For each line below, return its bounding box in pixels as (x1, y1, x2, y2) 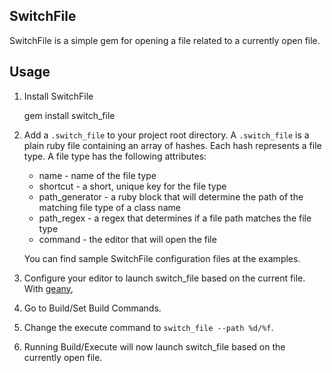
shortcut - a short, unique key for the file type (38, 180, 227, 192)
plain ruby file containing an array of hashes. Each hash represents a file (23, 139, 322, 151)
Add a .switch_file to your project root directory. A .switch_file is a (23, 129, 310, 141)
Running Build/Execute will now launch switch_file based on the (23, 340, 286, 353)
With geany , (23, 282, 74, 294)
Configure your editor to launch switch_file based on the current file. (23, 272, 306, 284)
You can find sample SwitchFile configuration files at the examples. (23, 252, 301, 264)
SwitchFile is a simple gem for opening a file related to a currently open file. (9, 34, 321, 46)
